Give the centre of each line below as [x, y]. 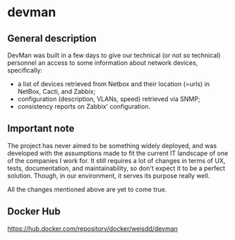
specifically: [25, 70]
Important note [41, 129]
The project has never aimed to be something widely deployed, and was [112, 145]
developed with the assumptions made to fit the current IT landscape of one [118, 153]
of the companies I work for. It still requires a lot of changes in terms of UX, [116, 160]
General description [52, 38]
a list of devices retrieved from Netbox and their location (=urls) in [114, 84]
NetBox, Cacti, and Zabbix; [56, 91]
